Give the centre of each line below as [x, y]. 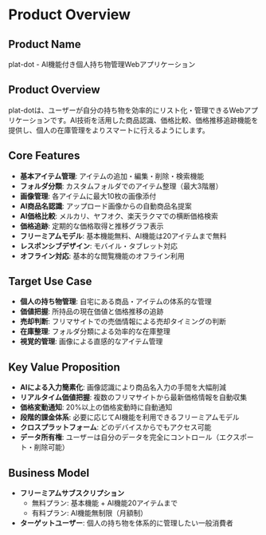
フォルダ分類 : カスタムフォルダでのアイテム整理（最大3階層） [121, 186]
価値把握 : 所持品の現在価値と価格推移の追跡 [92, 311]
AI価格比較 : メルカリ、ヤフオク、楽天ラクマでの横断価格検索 [119, 216]
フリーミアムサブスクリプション [72, 493]
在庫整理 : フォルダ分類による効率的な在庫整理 [95, 331]
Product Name [45, 44]
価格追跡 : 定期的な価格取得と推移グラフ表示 [92, 226]
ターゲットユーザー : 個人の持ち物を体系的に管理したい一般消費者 [126, 523]
